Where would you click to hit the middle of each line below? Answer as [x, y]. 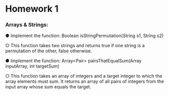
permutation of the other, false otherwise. [49, 51]
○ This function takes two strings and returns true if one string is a [75, 46]
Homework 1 [32, 9]
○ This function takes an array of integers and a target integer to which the [84, 76]
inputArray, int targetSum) [32, 66]
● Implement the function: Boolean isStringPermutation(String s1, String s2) [84, 36]
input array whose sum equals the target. [48, 87]
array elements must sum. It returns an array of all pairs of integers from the [85, 81]
